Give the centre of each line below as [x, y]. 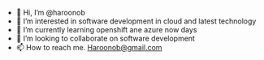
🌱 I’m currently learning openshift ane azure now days [106, 30]
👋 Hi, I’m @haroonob [50, 13]
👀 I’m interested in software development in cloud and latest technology [136, 21]
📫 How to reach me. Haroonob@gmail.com [89, 47]
